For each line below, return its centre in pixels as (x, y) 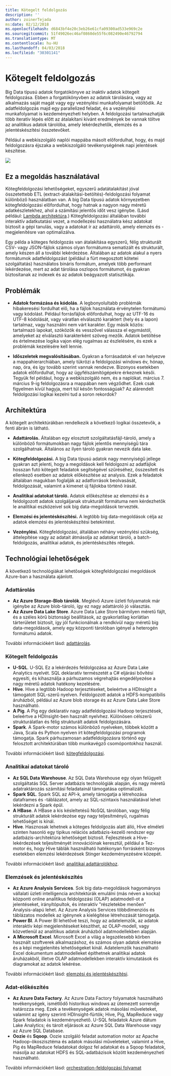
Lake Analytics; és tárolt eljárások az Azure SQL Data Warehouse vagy (87, 1025)
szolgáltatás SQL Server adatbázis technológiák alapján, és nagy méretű (89, 783)
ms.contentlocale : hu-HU (32, 43)
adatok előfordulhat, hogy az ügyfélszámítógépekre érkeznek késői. (84, 373)
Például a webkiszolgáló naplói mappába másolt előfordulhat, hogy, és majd (85, 140)
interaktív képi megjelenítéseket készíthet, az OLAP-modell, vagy (81, 926)
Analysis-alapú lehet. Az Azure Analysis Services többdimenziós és (83, 910)
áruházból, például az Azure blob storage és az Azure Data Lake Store (87, 700)
